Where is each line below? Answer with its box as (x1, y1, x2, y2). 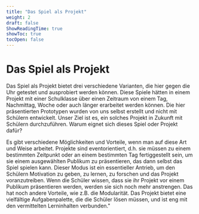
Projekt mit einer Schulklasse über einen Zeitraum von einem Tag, (6, 95, 169, 102)
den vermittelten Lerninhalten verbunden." (6, 202, 111, 209)
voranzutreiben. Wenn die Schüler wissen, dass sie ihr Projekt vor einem (6, 176, 185, 183)
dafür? (6, 126, 23, 134)
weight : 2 (6, 14, 31, 20)
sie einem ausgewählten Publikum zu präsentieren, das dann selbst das (6, 157, 182, 165)
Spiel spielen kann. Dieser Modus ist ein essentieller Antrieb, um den (6, 164, 175, 171)
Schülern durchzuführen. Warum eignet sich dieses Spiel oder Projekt (6, 120, 178, 128)
